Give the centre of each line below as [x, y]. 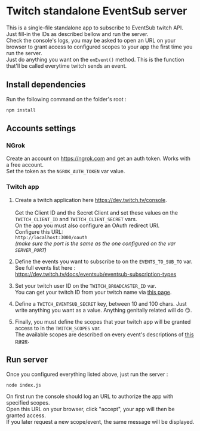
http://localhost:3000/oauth [51, 237]
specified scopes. [28, 402]
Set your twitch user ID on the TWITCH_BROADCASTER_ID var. [85, 285]
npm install [21, 110]
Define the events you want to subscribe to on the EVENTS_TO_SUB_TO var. [104, 261]
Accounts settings [41, 129]
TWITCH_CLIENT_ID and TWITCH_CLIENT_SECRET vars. [76, 219]
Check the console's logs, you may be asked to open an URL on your [91, 40]
